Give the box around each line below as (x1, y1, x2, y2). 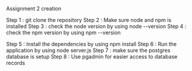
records (6, 59, 25, 66)
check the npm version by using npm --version (6, 29, 121, 36)
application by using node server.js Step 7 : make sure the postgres (6, 47, 171, 54)
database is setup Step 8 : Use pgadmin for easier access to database (6, 53, 178, 60)
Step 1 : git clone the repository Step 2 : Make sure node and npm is (6, 17, 172, 23)
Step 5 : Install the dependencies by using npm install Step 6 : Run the (6, 41, 177, 47)
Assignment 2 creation (6, 5, 62, 12)
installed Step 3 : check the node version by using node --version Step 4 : (6, 23, 187, 30)
